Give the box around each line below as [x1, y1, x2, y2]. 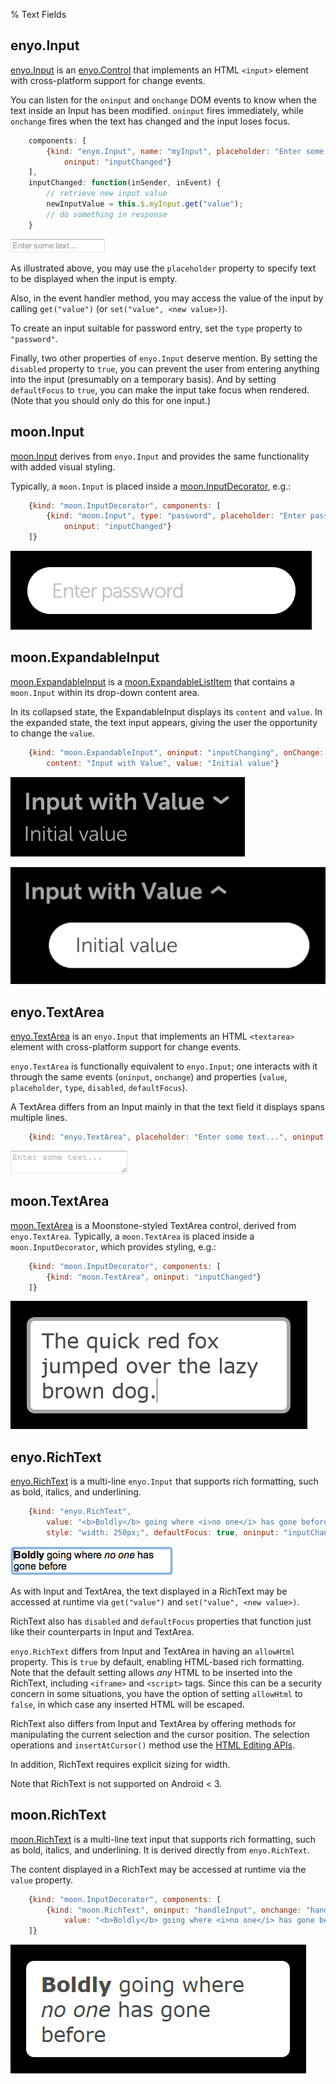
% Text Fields [10, 9, 67, 20]
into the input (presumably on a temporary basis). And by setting [10, 373, 277, 385]
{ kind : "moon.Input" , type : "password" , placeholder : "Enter [46, 511, 307, 521]
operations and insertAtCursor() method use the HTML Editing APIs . [10, 1739, 296, 1751]
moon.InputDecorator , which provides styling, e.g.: [10, 1240, 217, 1253]
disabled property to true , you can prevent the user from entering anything [10, 362, 320, 374]
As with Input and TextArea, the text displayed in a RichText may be [10, 1585, 288, 1597]
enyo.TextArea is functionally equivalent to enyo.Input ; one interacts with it [10, 1060, 318, 1073]
